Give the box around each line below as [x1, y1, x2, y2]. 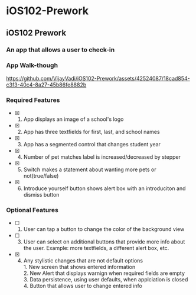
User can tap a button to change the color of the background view [23, 226, 185, 233]
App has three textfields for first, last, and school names [23, 129, 161, 136]
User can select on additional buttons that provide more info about [23, 238, 185, 245]
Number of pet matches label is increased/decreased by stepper [23, 153, 181, 161]
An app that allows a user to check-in [6, 46, 115, 54]
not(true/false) [23, 172, 59, 179]
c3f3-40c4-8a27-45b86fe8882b [6, 81, 87, 88]
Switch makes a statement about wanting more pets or [23, 166, 156, 173]
